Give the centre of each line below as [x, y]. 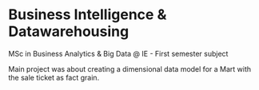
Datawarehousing [69, 31]
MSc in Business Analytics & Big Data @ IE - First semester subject [118, 53]
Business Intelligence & [88, 15]
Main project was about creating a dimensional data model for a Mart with [130, 68]
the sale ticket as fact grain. [54, 77]
